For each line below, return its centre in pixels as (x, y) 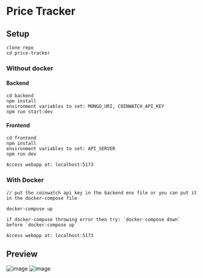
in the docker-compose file (42, 198)
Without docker (30, 68)
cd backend (20, 96)
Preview (22, 254)
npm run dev (21, 154)
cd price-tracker (28, 53)
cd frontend (21, 138)
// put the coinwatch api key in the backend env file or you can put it (102, 193)
